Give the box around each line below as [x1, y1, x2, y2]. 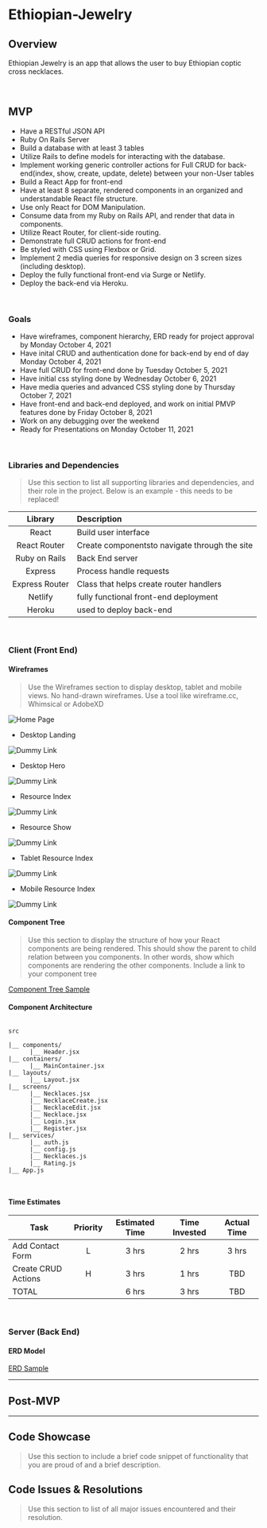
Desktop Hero [19, 761, 66, 770]
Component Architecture [8, 1003, 93, 1012]
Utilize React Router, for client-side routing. [19, 227, 161, 237]
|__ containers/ [8, 1055, 62, 1063]
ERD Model [8, 1346, 45, 1355]
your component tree [27, 968, 98, 979]
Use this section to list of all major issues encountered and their [27, 1504, 237, 1514]
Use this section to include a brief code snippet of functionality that [27, 1451, 249, 1460]
